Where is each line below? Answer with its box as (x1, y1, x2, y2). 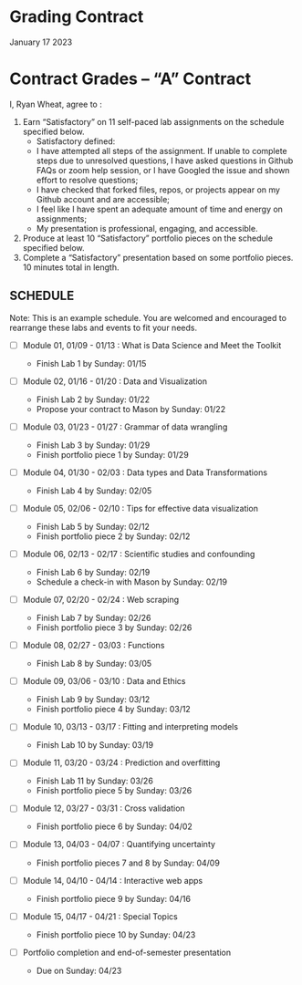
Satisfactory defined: (36, 135, 116, 147)
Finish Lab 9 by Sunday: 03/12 (36, 694, 151, 705)
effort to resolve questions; (36, 174, 139, 185)
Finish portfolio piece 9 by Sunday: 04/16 (36, 893, 192, 904)
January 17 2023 (9, 36, 73, 47)
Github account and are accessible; (36, 193, 171, 204)
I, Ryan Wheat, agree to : (9, 98, 102, 109)
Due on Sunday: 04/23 (36, 965, 122, 976)
